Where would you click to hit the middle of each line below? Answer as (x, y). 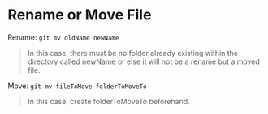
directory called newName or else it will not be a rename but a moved (144, 61)
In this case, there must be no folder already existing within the (133, 53)
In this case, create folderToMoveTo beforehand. (108, 101)
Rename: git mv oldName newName (63, 37)
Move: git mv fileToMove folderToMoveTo (77, 86)
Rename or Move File (80, 15)
